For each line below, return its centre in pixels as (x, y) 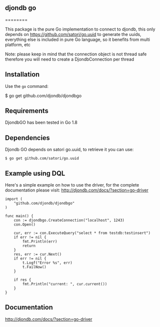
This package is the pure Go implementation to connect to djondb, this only (80, 29)
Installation (22, 75)
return (29, 246)
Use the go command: (27, 86)
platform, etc (18, 44)
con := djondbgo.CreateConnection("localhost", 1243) (69, 221)
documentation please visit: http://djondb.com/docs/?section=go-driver (77, 190)
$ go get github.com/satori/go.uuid (42, 158)
